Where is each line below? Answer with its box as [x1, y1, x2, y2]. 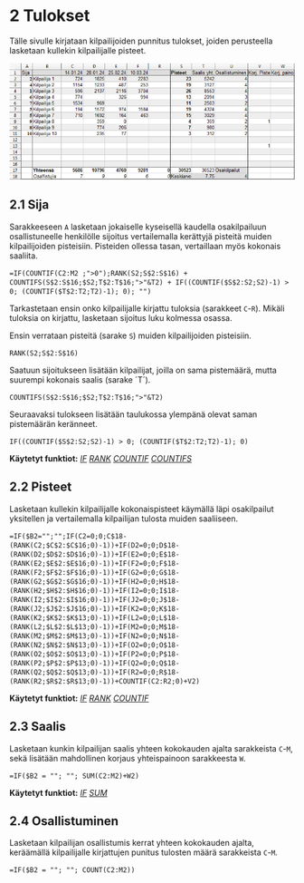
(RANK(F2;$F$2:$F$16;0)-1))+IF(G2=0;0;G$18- [9, 568, 180, 577]
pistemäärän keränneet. [9, 418, 98, 429]
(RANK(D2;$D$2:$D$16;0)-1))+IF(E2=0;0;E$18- [9, 549, 180, 558]
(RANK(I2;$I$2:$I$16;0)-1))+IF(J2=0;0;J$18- [9, 595, 180, 604]
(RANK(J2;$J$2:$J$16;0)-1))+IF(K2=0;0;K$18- [9, 604, 180, 613]
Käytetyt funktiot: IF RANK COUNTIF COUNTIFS [9, 452, 193, 463]
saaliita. [9, 250, 38, 261]
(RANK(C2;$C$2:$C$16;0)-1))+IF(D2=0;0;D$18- [9, 540, 180, 549]
